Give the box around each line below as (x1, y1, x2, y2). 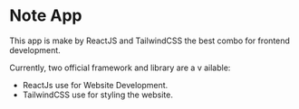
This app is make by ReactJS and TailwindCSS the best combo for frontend (9, 35, 290, 46)
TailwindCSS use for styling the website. (22, 89, 174, 100)
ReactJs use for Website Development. (22, 79, 169, 90)
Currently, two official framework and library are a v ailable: (9, 62, 231, 73)
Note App (9, 5, 83, 26)
